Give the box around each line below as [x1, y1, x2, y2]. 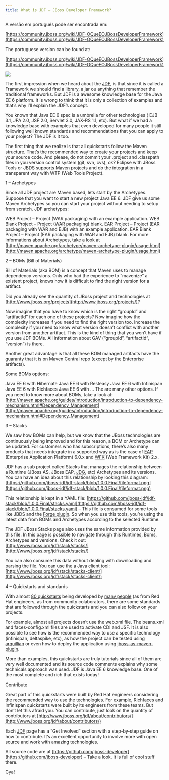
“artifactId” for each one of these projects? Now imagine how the [5, 314, 141, 320]
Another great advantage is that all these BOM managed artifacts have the [5, 350, 160, 356]
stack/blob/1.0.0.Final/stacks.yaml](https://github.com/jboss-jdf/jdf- [5, 500, 146, 506]
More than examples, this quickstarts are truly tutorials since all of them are [5, 655, 162, 662]
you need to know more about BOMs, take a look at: [5, 391, 113, 397]
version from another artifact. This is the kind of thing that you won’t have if [5, 329, 162, 336]
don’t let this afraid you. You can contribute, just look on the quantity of [5, 707, 153, 713]
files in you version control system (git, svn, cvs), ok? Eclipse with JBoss [5, 159, 156, 165]
